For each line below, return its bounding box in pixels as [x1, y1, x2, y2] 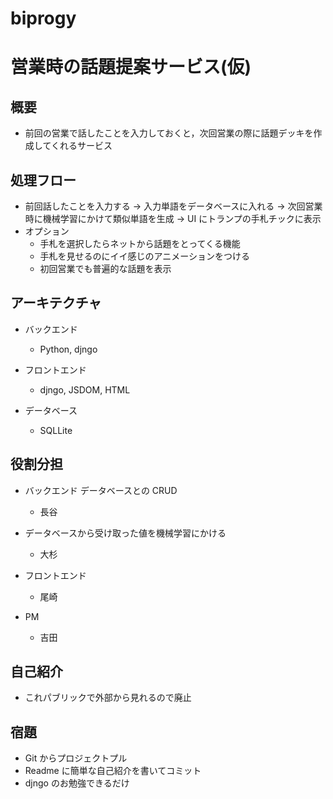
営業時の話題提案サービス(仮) [10, 56, 252, 79]
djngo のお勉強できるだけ [24, 777, 130, 789]
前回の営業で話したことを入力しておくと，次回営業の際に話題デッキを [24, 127, 314, 139]
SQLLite [39, 424, 73, 436]
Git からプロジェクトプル [24, 752, 128, 764]
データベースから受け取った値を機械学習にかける [24, 527, 227, 539]
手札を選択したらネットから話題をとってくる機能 [39, 238, 241, 249]
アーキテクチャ [10, 295, 102, 312]
